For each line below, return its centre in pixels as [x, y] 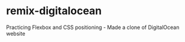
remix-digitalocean [54, 11]
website [16, 33]
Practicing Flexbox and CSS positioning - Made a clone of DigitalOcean [93, 27]
